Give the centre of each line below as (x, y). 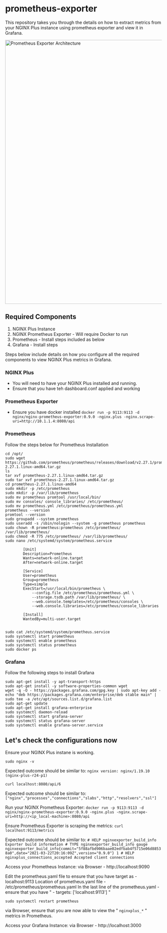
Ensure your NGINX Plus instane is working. (50, 752)
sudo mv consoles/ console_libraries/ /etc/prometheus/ (64, 502)
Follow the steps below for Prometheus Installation (57, 445)
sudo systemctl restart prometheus (42, 901)
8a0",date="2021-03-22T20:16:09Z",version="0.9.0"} (60, 853)
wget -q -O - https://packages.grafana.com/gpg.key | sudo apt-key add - (83, 690)
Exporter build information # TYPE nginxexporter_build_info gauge (77, 844)
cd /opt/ (14, 454)
